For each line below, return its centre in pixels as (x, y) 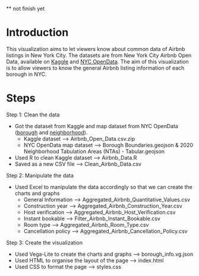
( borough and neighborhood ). (51, 132)
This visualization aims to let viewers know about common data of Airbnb (96, 49)
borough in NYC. (26, 74)
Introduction (37, 33)
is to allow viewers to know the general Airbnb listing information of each (95, 68)
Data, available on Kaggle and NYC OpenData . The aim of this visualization (97, 61)
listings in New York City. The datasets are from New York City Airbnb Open (99, 55)
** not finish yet (26, 9)
